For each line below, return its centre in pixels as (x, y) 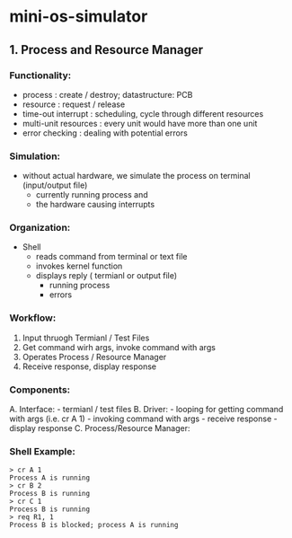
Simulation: (35, 156)
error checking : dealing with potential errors (105, 133)
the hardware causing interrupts (95, 205)
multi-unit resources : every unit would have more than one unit (140, 123)
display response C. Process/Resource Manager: (100, 428)
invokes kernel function (79, 266)
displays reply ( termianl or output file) (106, 276)
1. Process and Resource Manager (106, 50)
